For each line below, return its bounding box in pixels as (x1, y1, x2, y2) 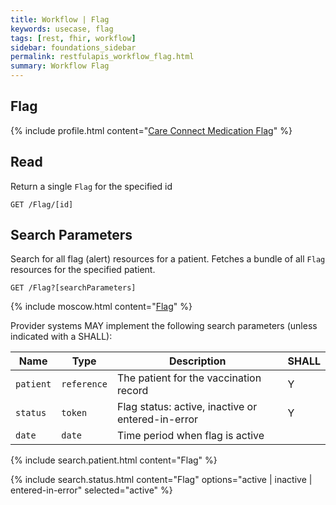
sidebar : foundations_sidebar (10, 42, 137, 53)
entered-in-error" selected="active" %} (10, 484, 173, 496)
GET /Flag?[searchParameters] (10, 283, 137, 293)
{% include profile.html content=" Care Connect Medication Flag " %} (10, 124, 293, 136)
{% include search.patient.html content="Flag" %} (10, 454, 218, 466)
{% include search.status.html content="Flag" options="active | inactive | (10, 474, 313, 486)
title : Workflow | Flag (10, 14, 110, 25)
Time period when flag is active (116, 429, 265, 443)
